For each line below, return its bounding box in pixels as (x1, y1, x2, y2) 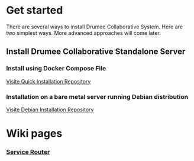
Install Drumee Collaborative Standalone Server (6, 47, 186, 57)
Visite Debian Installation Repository (6, 106, 94, 113)
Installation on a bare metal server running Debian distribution (6, 92, 188, 101)
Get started (6, 4, 63, 17)
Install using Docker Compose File (6, 65, 106, 73)
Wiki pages (6, 127, 63, 140)
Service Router (6, 148, 50, 156)
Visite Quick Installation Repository (6, 78, 91, 85)
